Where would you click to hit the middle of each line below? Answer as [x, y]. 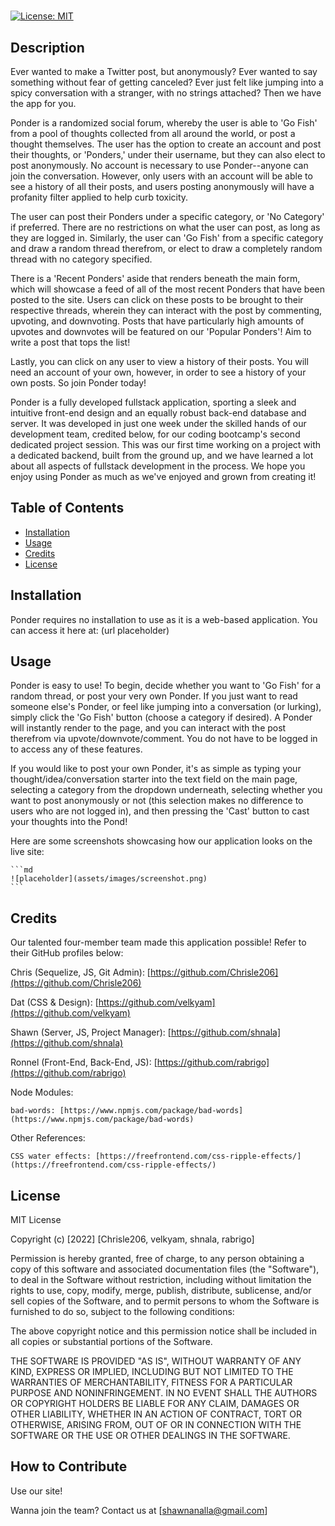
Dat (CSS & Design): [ [54, 1002]
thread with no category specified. [81, 259]
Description [47, 47]
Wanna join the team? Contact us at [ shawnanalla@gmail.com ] [139, 1510]
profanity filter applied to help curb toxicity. [99, 197]
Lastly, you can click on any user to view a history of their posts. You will [159, 361]
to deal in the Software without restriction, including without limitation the [161, 1280]
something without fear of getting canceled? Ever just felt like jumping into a [167, 82]
